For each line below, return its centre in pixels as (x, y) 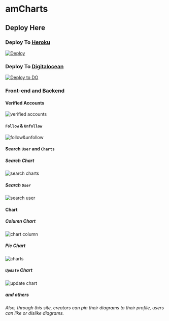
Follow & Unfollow (24, 126)
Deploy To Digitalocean (35, 66)
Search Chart (20, 160)
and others (17, 295)
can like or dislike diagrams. (35, 313)
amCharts (27, 9)
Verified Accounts (25, 103)
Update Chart (19, 270)
